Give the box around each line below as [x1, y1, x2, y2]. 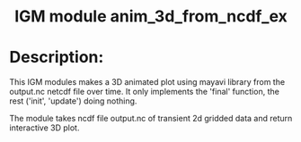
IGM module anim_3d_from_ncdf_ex [14, 6, 288, 27]
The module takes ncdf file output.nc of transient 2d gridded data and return [9, 113, 293, 124]
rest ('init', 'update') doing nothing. [9, 96, 137, 106]
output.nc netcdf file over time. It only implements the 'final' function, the [9, 87, 280, 97]
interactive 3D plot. [9, 122, 80, 133]
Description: [9, 47, 104, 68]
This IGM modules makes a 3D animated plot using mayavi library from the [9, 77, 286, 88]
